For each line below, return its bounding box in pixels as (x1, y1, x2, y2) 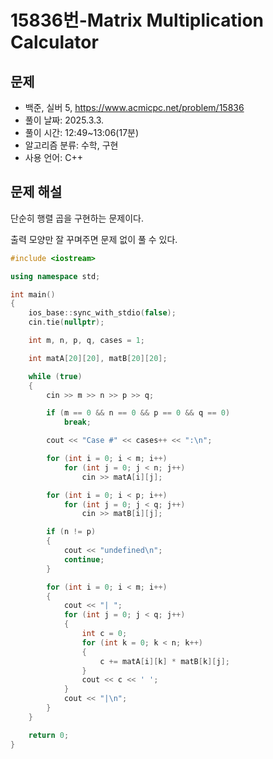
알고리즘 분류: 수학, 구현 (24, 139, 119, 151)
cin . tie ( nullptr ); (28, 317, 105, 328)
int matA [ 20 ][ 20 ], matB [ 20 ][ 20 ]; (28, 353, 168, 363)
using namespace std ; (10, 271, 101, 281)
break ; (63, 417, 92, 428)
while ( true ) (28, 371, 83, 381)
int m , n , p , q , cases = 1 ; (28, 336, 145, 346)
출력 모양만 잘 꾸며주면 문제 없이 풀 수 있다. (10, 233, 178, 245)
